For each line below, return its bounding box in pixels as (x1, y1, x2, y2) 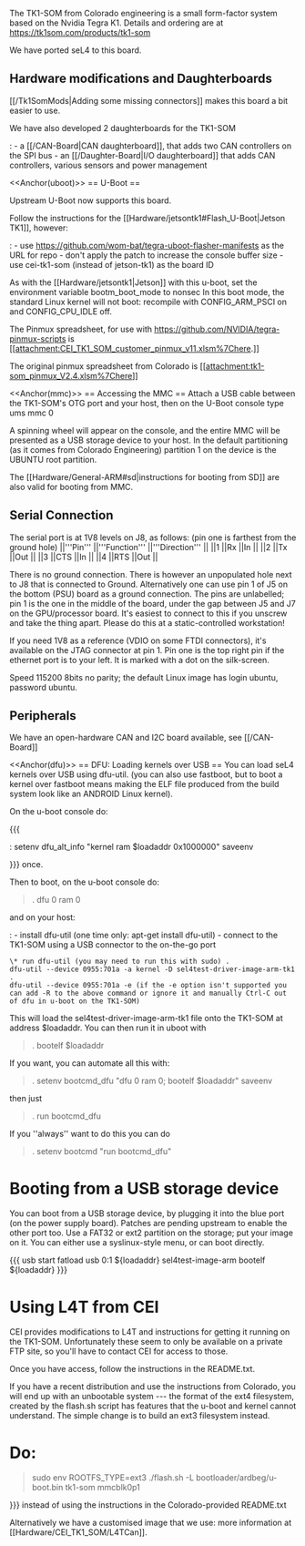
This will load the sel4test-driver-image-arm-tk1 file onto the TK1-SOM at (9, 1013, 284, 1024)
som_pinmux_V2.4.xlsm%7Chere (9, 370, 133, 381)
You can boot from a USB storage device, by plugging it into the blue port (9, 1208, 285, 1219)
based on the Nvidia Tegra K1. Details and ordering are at (9, 17, 224, 28)
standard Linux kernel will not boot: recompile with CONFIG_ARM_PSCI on (9, 296, 288, 307)
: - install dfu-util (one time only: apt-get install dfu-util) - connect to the (9, 929, 279, 941)
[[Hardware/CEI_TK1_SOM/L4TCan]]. (9, 1527, 147, 1538)
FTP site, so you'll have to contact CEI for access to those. (9, 1346, 229, 1357)
